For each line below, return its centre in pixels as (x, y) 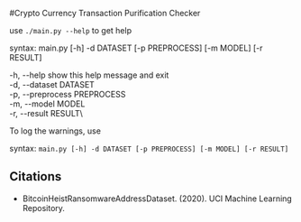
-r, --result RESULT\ (46, 113)
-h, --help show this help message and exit (89, 75)
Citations (36, 176)
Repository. (44, 208)
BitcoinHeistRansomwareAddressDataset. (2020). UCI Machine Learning (157, 199)
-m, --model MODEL (47, 104)
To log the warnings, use (55, 131)
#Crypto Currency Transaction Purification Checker (105, 13)
